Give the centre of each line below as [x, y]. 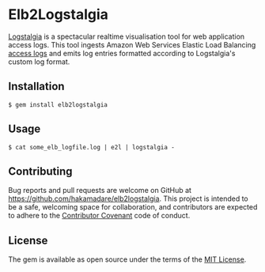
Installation [36, 87]
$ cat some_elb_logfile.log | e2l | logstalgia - [92, 147]
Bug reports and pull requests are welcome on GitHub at [100, 191]
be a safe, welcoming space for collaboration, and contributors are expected [133, 207]
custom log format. [39, 62]
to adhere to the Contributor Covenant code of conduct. [99, 216]
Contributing [40, 171]
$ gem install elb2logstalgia [58, 104]
